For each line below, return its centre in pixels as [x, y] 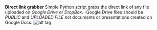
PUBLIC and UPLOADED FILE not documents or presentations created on [79, 17]
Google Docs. [19, 22]
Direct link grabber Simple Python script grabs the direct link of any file [77, 7]
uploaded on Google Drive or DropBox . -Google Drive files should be [74, 12]
